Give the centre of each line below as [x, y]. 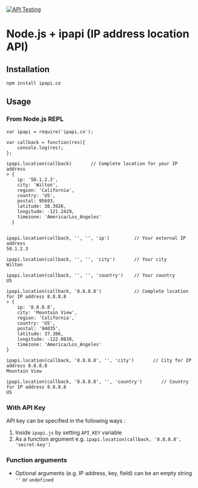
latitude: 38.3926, [42, 206]
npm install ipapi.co [34, 83]
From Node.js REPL [35, 119]
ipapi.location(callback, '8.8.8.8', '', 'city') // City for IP [99, 360]
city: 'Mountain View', [47, 312]
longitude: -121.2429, [46, 211]
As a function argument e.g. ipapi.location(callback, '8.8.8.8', [98, 439]
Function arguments [37, 460]
